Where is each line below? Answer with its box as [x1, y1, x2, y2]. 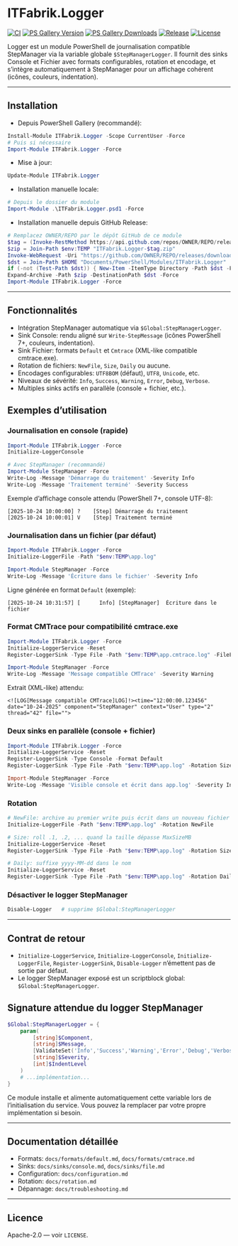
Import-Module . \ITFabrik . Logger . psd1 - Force [7, 205, 144, 213]
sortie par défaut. [17, 967, 69, 975]
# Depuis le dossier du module [7, 199, 100, 206]
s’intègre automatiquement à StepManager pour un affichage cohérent [7, 65, 214, 73]
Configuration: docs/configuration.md [17, 1169, 129, 1178]
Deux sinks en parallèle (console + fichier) [7, 726, 156, 736]
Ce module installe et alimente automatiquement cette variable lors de [7, 1093, 212, 1102]
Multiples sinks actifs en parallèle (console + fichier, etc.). [17, 384, 186, 392]
